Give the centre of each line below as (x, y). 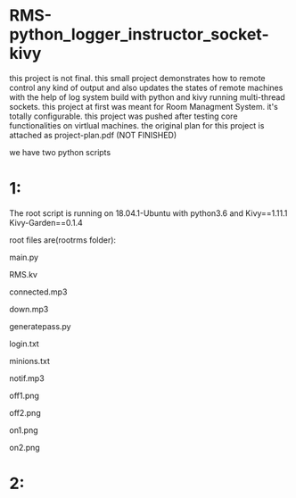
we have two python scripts (60, 152)
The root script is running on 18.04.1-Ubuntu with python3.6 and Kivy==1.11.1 (148, 213)
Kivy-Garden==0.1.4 (46, 222)
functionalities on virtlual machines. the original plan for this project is (137, 125)
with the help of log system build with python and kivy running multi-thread (147, 97)
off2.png (25, 412)
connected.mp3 (38, 292)
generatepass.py (40, 326)
